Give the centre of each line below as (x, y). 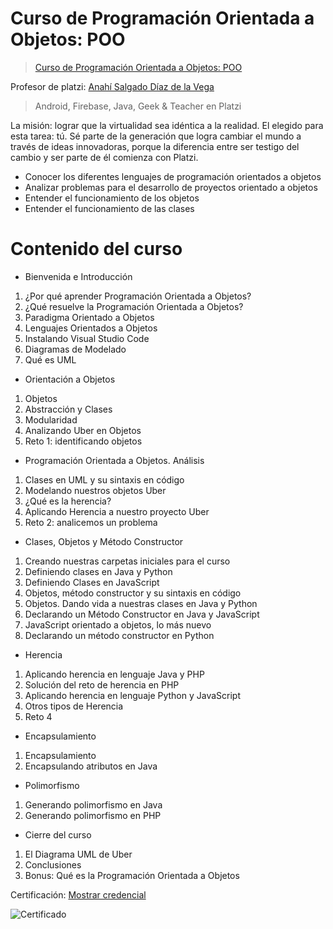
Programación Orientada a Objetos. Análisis (114, 460)
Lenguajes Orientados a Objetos (91, 328)
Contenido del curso (96, 249)
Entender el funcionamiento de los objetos (112, 198)
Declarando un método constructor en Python (119, 635)
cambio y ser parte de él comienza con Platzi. (104, 157)
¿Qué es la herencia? (68, 501)
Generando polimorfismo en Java (93, 804)
